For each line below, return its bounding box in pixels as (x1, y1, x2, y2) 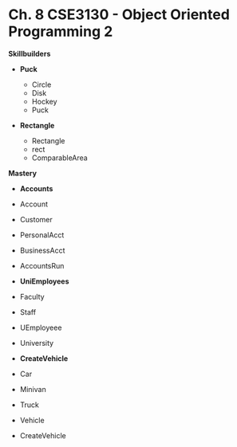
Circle (31, 80, 52, 89)
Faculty (19, 292, 45, 301)
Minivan (19, 384, 46, 394)
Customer (19, 214, 53, 224)
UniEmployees (19, 276, 69, 286)
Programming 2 (8, 22, 113, 41)
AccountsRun (19, 261, 65, 270)
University (19, 338, 54, 347)
